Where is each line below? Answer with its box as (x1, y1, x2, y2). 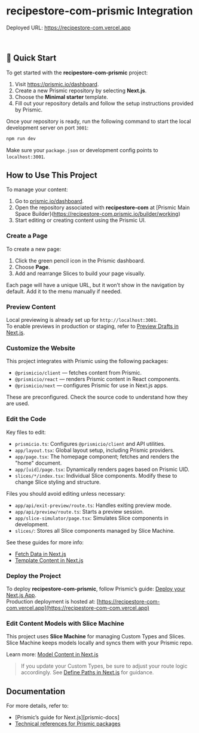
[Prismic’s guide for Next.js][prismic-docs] (14, 714, 120, 721)
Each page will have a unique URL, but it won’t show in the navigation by (6, 281, 185, 288)
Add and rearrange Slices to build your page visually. (14, 270, 145, 277)
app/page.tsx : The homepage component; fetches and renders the (14, 453, 179, 460)
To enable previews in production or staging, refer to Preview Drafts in (6, 322, 179, 330)
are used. (6, 400, 30, 407)
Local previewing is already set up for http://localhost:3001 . (6, 316, 158, 324)
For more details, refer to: (6, 702, 69, 710)
